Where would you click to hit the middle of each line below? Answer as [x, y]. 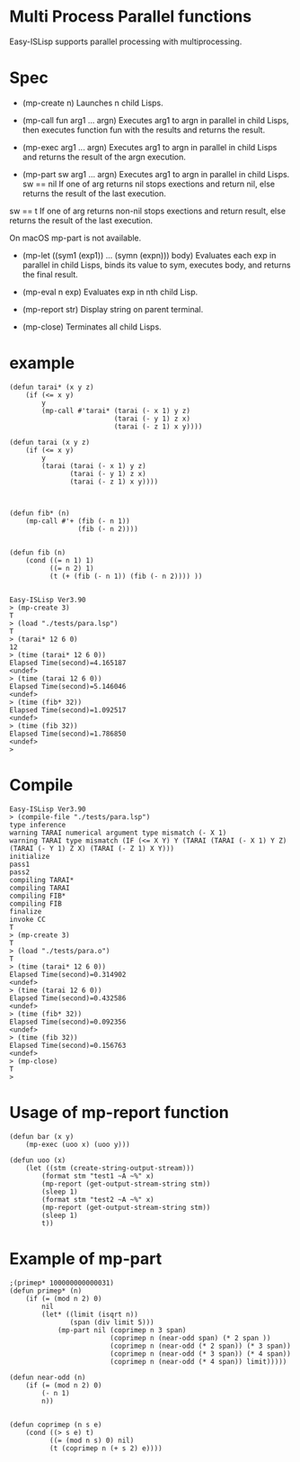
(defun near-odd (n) [48, 1377]
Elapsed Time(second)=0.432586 [68, 998]
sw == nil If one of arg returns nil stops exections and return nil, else [149, 184]
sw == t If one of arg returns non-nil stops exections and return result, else [147, 211]
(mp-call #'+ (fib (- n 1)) [78, 521]
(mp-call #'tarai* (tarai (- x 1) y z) [116, 411]
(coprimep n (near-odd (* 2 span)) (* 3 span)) [200, 1346]
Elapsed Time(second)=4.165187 [68, 663]
